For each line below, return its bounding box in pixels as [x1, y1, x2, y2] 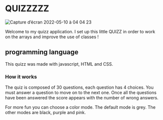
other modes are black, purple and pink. [5, 110, 86, 116]
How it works [5, 73, 37, 80]
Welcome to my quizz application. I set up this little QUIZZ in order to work [5, 28, 156, 34]
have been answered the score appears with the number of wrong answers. [5, 95, 159, 101]
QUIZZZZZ [5, 3, 50, 14]
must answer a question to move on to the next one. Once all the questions [5, 90, 157, 96]
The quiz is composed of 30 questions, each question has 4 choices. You [5, 84, 154, 91]
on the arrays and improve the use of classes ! [5, 34, 99, 40]
